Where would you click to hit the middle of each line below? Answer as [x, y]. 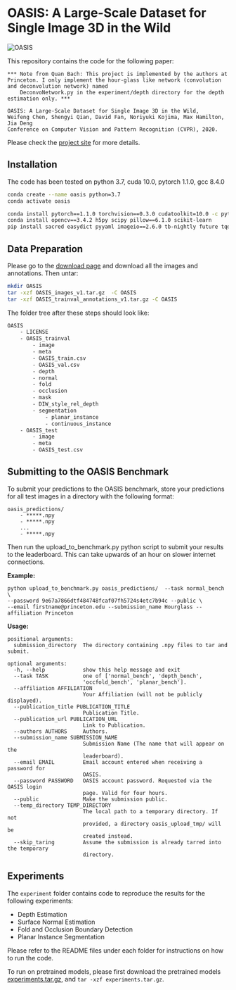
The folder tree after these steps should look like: [78, 313]
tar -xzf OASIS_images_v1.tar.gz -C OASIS [72, 293]
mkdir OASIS [25, 286]
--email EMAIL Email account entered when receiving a [108, 762]
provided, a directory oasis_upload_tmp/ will [152, 824]
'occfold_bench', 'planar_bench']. [135, 682]
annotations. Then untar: [43, 273]
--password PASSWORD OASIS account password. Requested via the [113, 781]
